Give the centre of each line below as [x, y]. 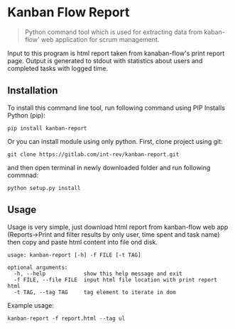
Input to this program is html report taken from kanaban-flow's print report [116, 53]
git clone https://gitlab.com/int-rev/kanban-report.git [93, 154]
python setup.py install [44, 188]
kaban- [214, 32]
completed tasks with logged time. [58, 68]
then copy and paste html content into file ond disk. [83, 242]
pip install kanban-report [47, 128]
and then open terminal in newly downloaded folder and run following [109, 167]
